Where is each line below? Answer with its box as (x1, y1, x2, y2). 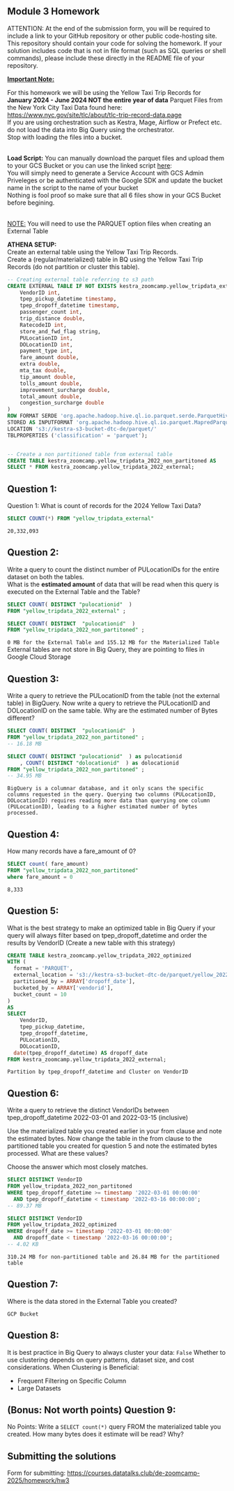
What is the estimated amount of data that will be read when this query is (7, 580, 219, 588)
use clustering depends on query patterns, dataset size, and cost (7, 1355, 194, 1364)
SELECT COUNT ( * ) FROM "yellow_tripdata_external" (7, 515, 155, 523)
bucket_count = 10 (13, 991, 68, 998)
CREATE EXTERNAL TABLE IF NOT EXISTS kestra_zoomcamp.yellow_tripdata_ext (7, 282, 229, 289)
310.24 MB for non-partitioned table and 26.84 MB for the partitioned (7, 1253, 219, 1260)
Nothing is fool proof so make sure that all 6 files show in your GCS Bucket (7, 191, 221, 199)
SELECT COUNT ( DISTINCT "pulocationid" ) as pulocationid (7, 752, 182, 760)
